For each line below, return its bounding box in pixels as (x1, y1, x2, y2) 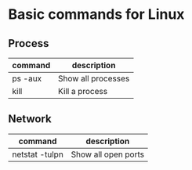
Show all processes (57, 73, 130, 84)
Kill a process (57, 86, 108, 96)
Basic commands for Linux (8, 5, 185, 24)
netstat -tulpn (12, 149, 64, 160)
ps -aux (12, 73, 42, 84)
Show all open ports (71, 149, 145, 160)
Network (8, 112, 53, 126)
